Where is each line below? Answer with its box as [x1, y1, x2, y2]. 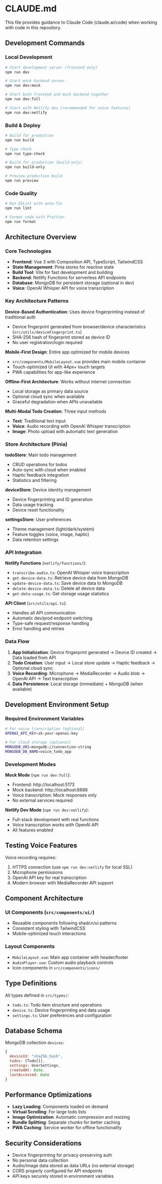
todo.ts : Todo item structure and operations [12, 1002, 102, 1008]
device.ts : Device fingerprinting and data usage [12, 1007, 110, 1013]
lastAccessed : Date [9, 1072, 50, 1077]
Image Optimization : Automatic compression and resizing [12, 1114, 130, 1120]
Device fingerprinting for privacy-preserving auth [12, 1152, 112, 1158]
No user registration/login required [12, 339, 83, 345]
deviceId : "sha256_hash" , [9, 1054, 63, 1059]
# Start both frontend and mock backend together [5, 92, 109, 97]
